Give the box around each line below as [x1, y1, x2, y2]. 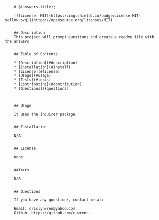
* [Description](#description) [14, 60, 78, 65]
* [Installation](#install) [14, 65, 71, 70]
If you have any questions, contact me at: [14, 197, 104, 202]
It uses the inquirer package [14, 112, 76, 117]
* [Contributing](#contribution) [14, 82, 82, 87]
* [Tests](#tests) [14, 77, 51, 82]
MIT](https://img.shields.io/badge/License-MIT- [40, 13, 141, 18]
